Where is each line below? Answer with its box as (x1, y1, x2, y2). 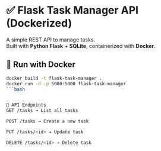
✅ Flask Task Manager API (6, 4, 138, 17)
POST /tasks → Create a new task (6, 118, 89, 124)
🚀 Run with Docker (6, 60, 76, 70)
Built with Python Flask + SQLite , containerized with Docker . (6, 42, 156, 49)
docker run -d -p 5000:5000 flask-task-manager (6, 81, 127, 86)
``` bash (6, 86, 26, 92)
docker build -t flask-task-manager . (6, 75, 102, 81)
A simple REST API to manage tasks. (6, 36, 96, 43)
